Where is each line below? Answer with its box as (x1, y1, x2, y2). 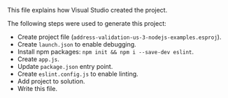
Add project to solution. (17, 77, 85, 85)
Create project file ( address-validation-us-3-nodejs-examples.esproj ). (17, 33, 222, 41)
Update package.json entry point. (17, 63, 113, 70)
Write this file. (17, 85, 58, 92)
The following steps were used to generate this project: (7, 19, 166, 27)
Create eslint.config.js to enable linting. (17, 70, 138, 78)
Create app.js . (17, 55, 59, 63)
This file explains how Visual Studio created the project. (7, 6, 168, 14)
